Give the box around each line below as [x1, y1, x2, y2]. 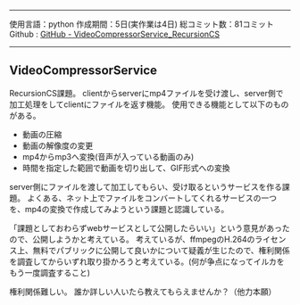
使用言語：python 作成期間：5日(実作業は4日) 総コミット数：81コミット [9, 19, 274, 29]
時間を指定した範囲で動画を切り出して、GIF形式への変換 [21, 162, 230, 173]
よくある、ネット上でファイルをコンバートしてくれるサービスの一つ [26, 193, 278, 203]
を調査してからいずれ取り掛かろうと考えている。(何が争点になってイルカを [9, 256, 285, 267]
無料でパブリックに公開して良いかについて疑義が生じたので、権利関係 [32, 244, 290, 255]
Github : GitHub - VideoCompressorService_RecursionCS [9, 29, 221, 39]
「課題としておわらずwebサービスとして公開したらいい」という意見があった [9, 222, 290, 233]
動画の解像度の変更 [21, 140, 94, 151]
